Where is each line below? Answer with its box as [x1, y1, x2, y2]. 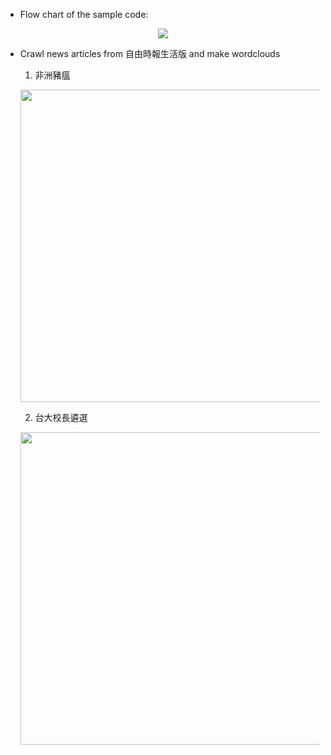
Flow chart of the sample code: [19, 9, 149, 20]
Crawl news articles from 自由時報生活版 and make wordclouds [19, 48, 281, 59]
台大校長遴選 [34, 412, 88, 423]
